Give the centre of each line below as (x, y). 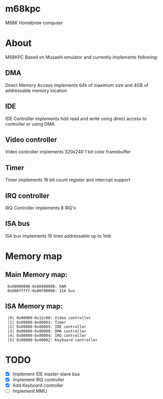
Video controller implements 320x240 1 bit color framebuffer (68, 152)
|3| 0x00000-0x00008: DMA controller (47, 331)
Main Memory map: (36, 275)
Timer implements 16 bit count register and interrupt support (68, 180)
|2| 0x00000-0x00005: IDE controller (47, 327)
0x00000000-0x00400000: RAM (37, 286)
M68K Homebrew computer (34, 23)
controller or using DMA (30, 124)
